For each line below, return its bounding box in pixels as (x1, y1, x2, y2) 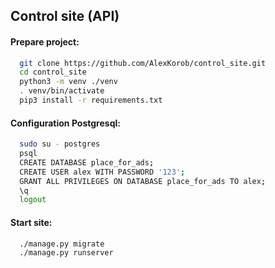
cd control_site (19, 67, 87, 78)
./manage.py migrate (19, 239, 105, 249)
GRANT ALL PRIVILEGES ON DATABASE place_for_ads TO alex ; (19, 176, 267, 186)
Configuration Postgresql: (10, 117, 121, 129)
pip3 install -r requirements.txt (19, 95, 163, 106)
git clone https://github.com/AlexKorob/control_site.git (19, 58, 267, 68)
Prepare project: (10, 35, 80, 48)
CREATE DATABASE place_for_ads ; (19, 157, 155, 168)
